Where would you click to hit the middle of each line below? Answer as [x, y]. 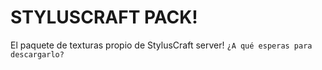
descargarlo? [37, 54]
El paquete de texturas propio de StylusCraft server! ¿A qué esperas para [161, 45]
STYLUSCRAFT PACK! [104, 17]
